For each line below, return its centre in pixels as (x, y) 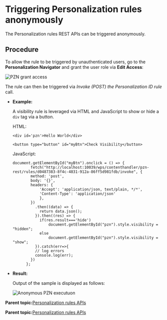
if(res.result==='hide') (65, 220)
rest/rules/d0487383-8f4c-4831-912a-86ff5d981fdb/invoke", (75, 172)
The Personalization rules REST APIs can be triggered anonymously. (75, 34)
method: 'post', (47, 176)
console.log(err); (54, 255)
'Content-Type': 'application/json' (77, 194)
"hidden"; (23, 229)
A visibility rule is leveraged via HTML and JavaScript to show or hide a (85, 111)
